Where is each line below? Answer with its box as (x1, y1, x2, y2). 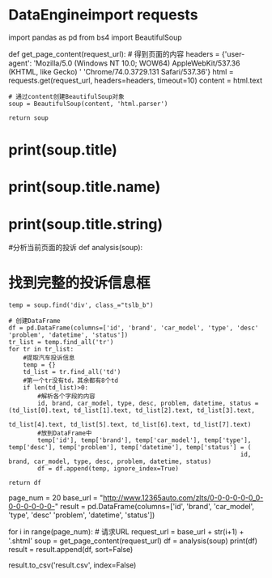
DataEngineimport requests (8, 6, 198, 24)
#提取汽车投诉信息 (23, 354, 75, 362)
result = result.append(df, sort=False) (8, 545, 134, 555)
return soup (8, 113, 49, 122)
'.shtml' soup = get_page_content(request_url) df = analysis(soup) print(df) (8, 536, 257, 546)
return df (8, 479, 42, 487)
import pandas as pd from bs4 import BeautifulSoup (8, 32, 182, 42)
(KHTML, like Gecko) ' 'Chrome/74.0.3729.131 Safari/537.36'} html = (8, 66, 234, 76)
